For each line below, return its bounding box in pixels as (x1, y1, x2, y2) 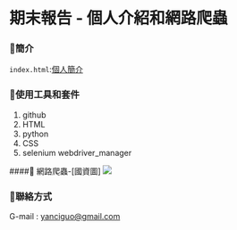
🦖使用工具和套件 (9, 88, 80, 101)
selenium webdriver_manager (21, 147, 132, 158)
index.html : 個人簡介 (9, 64, 83, 75)
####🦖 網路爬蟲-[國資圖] (9, 166, 101, 177)
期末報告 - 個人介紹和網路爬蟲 (9, 8, 228, 29)
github (21, 109, 47, 120)
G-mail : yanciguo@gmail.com (9, 211, 121, 222)
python (21, 128, 49, 139)
